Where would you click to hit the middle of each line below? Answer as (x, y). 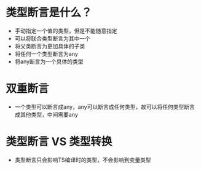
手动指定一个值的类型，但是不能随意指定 (66, 31)
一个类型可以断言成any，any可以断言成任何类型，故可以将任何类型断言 (104, 107)
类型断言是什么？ (49, 13)
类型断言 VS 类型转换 (59, 142)
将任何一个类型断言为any (46, 53)
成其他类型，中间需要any (46, 114)
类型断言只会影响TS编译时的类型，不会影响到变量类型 (83, 160)
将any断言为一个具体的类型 (49, 61)
